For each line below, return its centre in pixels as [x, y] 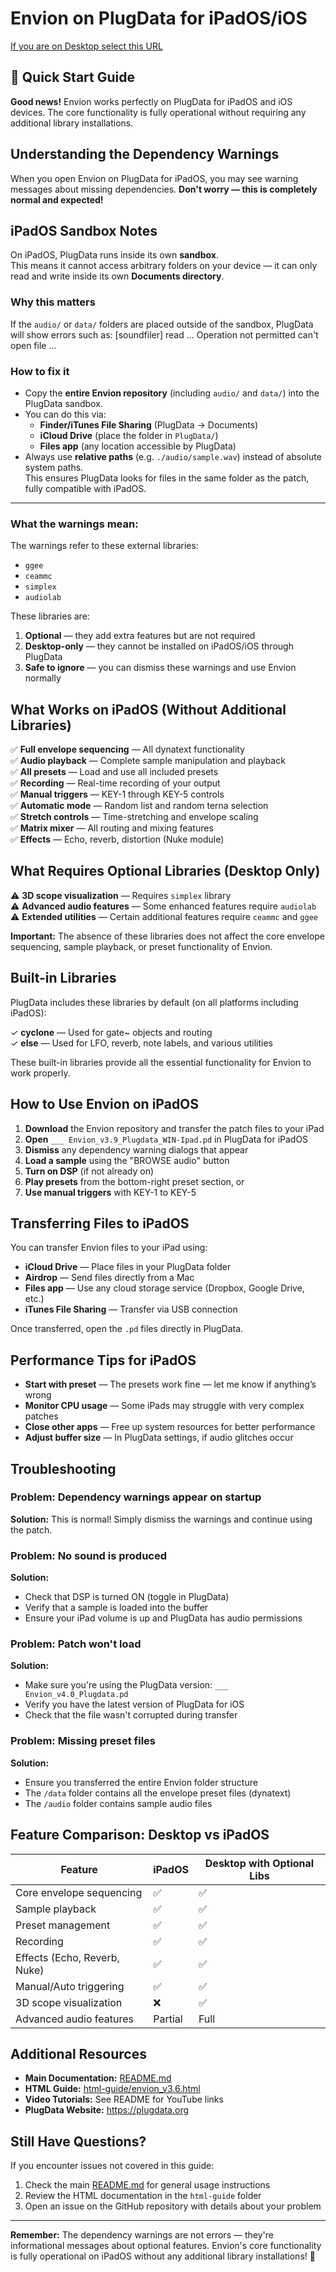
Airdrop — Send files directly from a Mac [109, 1278]
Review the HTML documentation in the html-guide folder [143, 2196]
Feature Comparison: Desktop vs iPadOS [140, 1835]
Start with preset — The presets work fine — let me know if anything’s [170, 1384]
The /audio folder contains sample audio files [118, 1803]
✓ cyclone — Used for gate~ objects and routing [111, 1032]
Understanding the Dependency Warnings [145, 154]
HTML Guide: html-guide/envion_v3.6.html [112, 2089]
